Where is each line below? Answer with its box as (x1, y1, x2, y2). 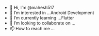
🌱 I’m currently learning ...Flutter (9, 15, 74, 20)
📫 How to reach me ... (9, 26, 55, 31)
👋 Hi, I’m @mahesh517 (9, 5, 54, 10)
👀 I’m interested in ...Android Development (9, 10, 95, 16)
